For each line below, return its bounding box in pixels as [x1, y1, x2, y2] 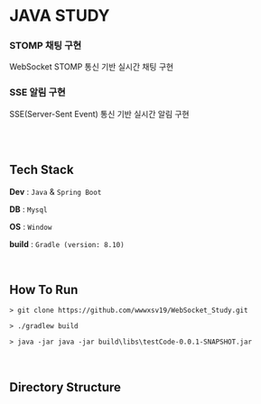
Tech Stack [9, 162, 74, 178]
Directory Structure [9, 380, 122, 395]
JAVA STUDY [9, 5, 110, 26]
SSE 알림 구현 [9, 87, 66, 99]
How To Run [9, 281, 79, 298]
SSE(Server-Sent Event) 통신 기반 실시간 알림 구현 [9, 108, 190, 119]
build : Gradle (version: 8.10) [9, 238, 125, 249]
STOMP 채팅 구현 [9, 40, 82, 52]
